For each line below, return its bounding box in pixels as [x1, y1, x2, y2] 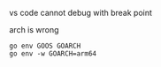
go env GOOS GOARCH [9, 41, 81, 50]
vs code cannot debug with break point [9, 8, 153, 18]
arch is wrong [9, 25, 59, 34]
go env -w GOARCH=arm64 [9, 49, 97, 58]
